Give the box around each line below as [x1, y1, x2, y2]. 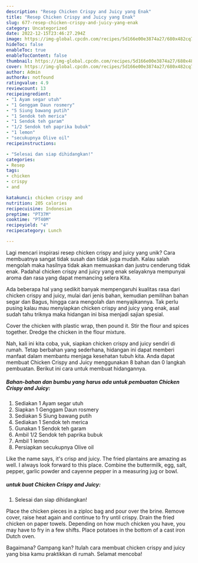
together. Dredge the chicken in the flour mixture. [6, 328, 126, 336]
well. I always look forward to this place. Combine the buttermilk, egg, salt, [6, 461, 187, 468]
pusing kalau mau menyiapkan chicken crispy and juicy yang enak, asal [6, 304, 180, 311]
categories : [6, 157, 35, 162]
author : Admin [6, 69, 41, 75]
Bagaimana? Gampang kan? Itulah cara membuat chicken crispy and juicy [6, 544, 186, 551]
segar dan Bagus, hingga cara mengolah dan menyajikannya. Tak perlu [6, 298, 179, 305]
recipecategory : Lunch [6, 228, 62, 234]
